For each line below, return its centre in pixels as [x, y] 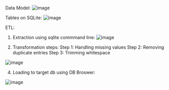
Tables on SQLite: [24, 18]
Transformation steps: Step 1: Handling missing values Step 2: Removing [88, 47]
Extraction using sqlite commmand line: [54, 37]
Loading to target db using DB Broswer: [54, 72]
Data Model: [18, 8]
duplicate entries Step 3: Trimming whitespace [61, 53]
